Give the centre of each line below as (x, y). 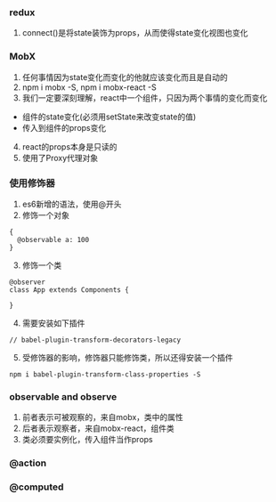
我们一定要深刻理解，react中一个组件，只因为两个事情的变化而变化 (145, 97)
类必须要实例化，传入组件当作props (87, 440)
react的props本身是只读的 (69, 146)
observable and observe (63, 396)
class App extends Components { (69, 290)
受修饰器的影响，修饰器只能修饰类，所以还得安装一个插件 (127, 357)
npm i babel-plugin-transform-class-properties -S (105, 374)
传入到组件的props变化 (64, 127)
